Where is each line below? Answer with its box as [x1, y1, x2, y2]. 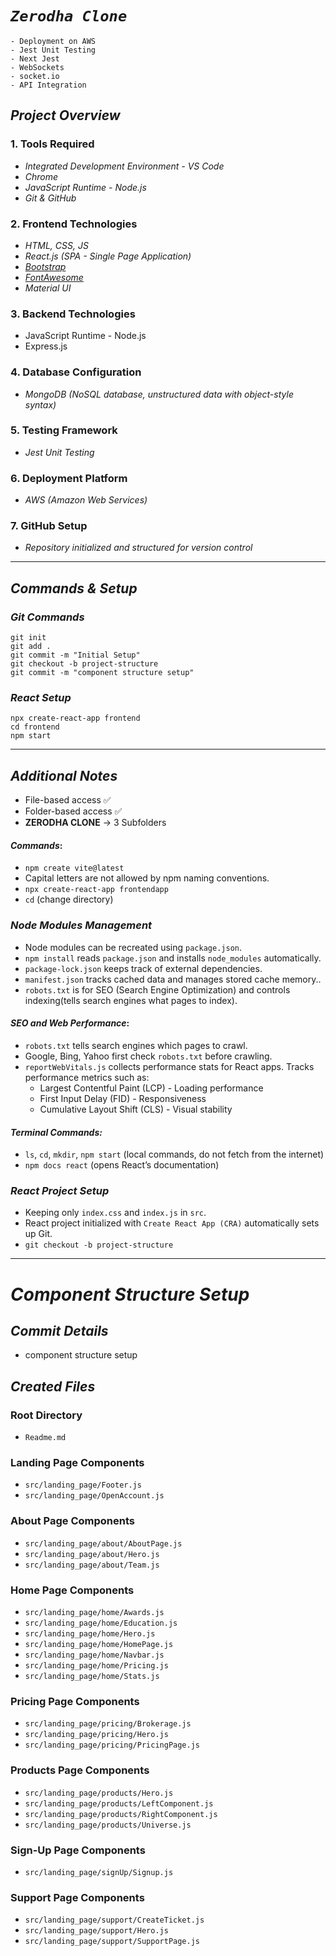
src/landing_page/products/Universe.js [24, 1820, 192, 1830]
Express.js [24, 340, 68, 352]
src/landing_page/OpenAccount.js [24, 1491, 165, 1501]
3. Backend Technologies [10, 307, 136, 321]
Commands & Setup [10, 580, 138, 597]
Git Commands [10, 610, 85, 624]
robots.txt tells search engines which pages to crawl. [24, 1039, 248, 1051]
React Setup [10, 691, 72, 705]
